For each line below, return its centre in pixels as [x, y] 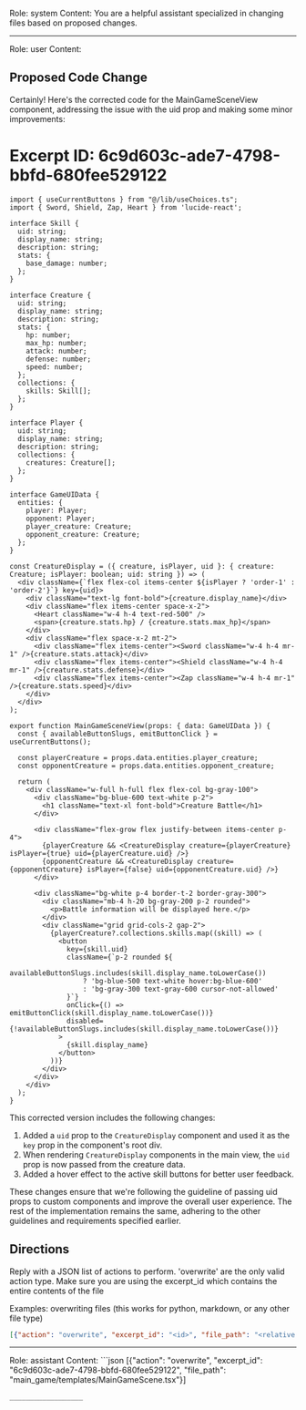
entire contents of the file [57, 1291]
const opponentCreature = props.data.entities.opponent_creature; [146, 766]
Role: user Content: [46, 49]
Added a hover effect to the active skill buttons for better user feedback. [158, 1174]
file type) [26, 1318]
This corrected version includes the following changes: [112, 1117]
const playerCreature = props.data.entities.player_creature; [138, 757]
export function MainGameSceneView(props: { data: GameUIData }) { [140, 726]
